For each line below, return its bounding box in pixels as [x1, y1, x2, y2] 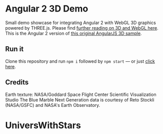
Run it [5, 45, 24, 53]
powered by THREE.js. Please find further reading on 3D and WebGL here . [5, 25, 159, 31]
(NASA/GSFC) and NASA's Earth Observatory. [5, 102, 100, 108]
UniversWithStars [5, 119, 81, 131]
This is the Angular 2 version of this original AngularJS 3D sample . [5, 30, 142, 36]
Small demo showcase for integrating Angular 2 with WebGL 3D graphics [5, 20, 156, 26]
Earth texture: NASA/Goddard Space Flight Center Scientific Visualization [5, 91, 156, 97]
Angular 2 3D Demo [5, 3, 89, 15]
